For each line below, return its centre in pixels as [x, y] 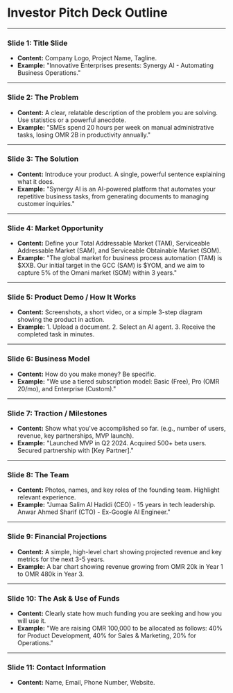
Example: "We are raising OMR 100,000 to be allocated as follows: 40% [120, 628]
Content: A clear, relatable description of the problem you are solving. [118, 112]
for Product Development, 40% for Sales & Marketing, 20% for [106, 635]
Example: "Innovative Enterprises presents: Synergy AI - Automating [115, 66]
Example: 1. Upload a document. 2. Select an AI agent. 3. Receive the [116, 327]
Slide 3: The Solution [43, 159]
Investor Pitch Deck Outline [87, 13]
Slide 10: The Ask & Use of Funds [63, 598]
